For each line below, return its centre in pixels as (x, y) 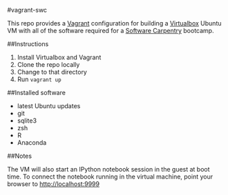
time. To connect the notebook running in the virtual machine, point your (110, 176)
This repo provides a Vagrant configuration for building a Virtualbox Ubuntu (114, 23)
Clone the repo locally (48, 64)
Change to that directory (52, 72)
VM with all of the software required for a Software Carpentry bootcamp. (111, 31)
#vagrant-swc (27, 10)
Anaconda (32, 143)
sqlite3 (27, 121)
